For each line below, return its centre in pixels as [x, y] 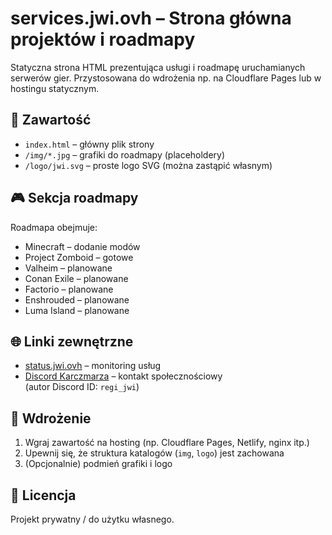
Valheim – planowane [68, 268]
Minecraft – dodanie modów [82, 246]
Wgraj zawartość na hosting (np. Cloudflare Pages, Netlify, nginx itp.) [167, 443]
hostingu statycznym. [55, 88]
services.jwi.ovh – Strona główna [151, 18]
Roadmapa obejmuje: [54, 227]
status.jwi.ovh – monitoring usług [93, 366]
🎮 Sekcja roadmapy [74, 198]
